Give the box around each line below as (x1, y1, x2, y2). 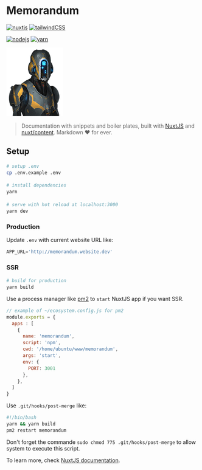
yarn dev (6, 208, 29, 214)
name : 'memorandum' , (22, 333, 75, 339)
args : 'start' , (22, 353, 61, 359)
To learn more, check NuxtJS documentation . (6, 457, 120, 464)
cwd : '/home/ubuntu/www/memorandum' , (22, 346, 119, 353)
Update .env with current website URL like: (6, 237, 114, 244)
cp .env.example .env (6, 170, 61, 176)
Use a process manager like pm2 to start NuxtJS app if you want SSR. (6, 295, 184, 302)
